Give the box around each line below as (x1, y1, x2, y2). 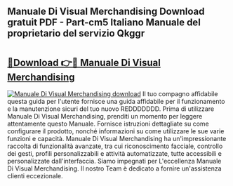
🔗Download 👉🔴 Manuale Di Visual (7, 56, 161, 69)
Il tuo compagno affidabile (142, 90, 218, 98)
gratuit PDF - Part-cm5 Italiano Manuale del (7, 17, 201, 29)
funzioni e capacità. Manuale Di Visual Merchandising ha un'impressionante (7, 135, 227, 142)
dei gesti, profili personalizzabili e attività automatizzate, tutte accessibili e (7, 150, 222, 157)
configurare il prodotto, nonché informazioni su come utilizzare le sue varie (7, 127, 225, 135)
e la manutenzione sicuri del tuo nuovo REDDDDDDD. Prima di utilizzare (7, 105, 215, 113)
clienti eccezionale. (7, 172, 63, 180)
